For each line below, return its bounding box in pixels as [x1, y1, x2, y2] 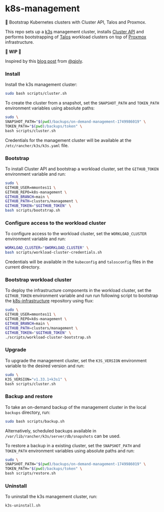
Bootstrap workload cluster [5, 276, 72, 283]
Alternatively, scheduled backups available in [5, 428, 97, 433]
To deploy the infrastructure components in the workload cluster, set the [5, 288, 152, 294]
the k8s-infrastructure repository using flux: [5, 298, 94, 304]
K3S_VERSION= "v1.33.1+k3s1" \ [5, 377, 67, 382]
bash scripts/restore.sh [5, 471, 56, 476]
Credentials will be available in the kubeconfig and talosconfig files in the [5, 259, 154, 265]
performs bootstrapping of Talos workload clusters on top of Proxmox [5, 34, 146, 40]
